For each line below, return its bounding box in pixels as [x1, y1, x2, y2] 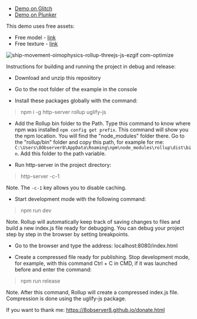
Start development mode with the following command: [14, 196, 146, 202]
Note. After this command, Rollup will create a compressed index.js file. [6, 289, 179, 296]
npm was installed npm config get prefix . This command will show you [14, 126, 189, 133]
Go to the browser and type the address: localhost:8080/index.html [14, 242, 178, 249]
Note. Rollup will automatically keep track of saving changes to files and [6, 219, 181, 225]
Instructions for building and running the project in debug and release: [6, 63, 176, 70]
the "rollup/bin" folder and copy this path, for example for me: [14, 139, 165, 146]
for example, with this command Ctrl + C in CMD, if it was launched [14, 260, 178, 267]
